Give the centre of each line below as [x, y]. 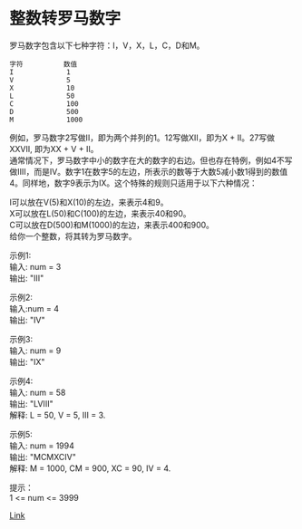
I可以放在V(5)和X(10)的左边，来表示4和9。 [89, 202]
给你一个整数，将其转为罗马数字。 [73, 236]
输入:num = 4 [34, 308]
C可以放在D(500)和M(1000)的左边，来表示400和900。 [112, 225]
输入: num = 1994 [42, 446]
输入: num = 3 [35, 266]
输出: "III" [27, 278]
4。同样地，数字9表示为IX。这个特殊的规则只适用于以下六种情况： [134, 183]
